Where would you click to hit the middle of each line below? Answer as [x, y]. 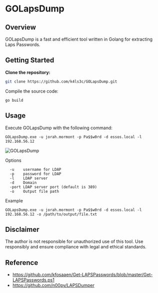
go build [14, 100]
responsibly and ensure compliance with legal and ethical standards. [76, 247]
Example [14, 200]
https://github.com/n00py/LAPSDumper [53, 285]
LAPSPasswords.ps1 [33, 280]
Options [13, 160]
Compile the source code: [32, 91]
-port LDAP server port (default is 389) [53, 187]
